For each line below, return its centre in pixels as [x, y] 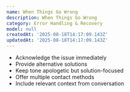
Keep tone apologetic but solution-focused [69, 70]
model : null [21, 29]
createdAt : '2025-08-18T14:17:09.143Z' [57, 35]
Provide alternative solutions [51, 64]
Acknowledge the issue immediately [61, 58]
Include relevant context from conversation [70, 83]
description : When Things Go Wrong [52, 18]
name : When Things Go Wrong [42, 12]
